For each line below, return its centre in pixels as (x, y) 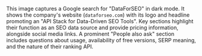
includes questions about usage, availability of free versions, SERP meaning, (101, 40)
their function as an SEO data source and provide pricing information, (93, 27)
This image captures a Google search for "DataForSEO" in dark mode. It (96, 9)
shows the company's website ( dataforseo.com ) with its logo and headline (98, 15)
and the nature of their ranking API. (50, 46)
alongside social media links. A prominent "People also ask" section (90, 34)
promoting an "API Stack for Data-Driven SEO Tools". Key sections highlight (100, 21)
